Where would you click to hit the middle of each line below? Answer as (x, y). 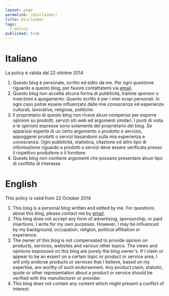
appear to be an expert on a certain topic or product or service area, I (85, 256)
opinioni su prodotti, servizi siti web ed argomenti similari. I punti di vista (88, 120)
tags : (11, 24)
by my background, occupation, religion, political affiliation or (76, 229)
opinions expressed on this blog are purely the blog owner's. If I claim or (88, 251)
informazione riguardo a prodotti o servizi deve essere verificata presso (87, 147)
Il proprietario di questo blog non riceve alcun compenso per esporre (85, 115)
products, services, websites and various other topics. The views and (85, 245)
